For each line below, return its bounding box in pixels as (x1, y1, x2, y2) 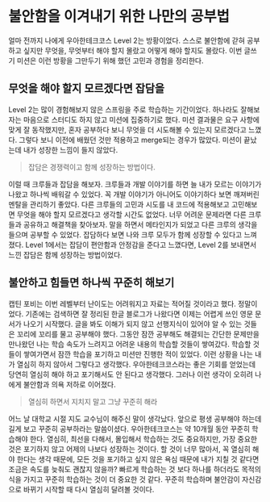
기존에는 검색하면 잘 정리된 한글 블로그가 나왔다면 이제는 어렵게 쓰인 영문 (25, 308, 254, 319)
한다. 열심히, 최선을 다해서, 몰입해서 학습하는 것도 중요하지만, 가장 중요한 (29, 433, 258, 444)
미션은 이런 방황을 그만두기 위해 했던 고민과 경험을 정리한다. (16, 56, 204, 65)
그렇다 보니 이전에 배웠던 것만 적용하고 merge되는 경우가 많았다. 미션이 (19, 135, 243, 144)
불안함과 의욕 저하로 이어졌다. (23, 379, 116, 389)
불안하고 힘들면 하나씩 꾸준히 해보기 (8, 276, 175, 290)
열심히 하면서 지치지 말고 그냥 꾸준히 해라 (27, 396, 158, 406)
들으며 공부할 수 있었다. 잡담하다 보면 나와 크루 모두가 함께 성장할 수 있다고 (8, 229, 243, 239)
